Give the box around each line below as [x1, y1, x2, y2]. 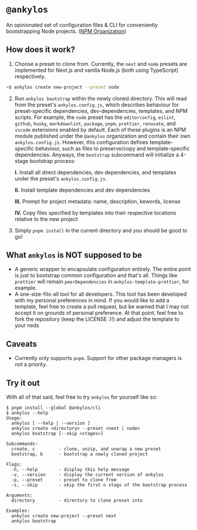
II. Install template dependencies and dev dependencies [14, 186, 151, 194]
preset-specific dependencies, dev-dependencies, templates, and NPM [14, 107, 188, 114]
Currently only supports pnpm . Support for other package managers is [14, 355, 182, 362]
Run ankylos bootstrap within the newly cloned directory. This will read [14, 95, 187, 102]
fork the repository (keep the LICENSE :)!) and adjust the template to [14, 316, 180, 323]
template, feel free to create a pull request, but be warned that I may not [14, 303, 189, 310]
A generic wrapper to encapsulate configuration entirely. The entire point [14, 266, 191, 273]
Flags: [6, 462, 22, 468]
